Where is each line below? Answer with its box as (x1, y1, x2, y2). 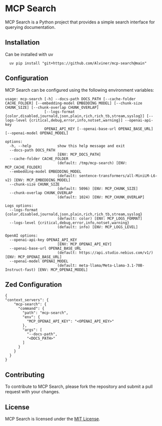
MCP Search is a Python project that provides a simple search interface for (5, 19, 155, 25)
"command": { (18, 306, 45, 311)
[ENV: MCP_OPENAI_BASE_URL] (5, 254, 62, 259)
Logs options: (5, 203, 34, 208)
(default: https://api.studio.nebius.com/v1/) (57, 250, 153, 255)
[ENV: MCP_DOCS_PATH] (57, 152, 101, 157)
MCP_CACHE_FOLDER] (5, 164, 42, 170)
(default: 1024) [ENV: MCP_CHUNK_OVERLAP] (57, 195, 145, 200)
